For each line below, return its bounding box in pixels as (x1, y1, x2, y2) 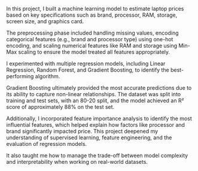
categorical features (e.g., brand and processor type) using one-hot (6, 36, 173, 42)
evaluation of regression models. (6, 141, 87, 147)
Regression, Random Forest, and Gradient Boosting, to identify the (6, 66, 169, 74)
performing (6, 73, 34, 80)
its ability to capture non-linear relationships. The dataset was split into (6, 91, 181, 97)
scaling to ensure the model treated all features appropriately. (18, 48, 170, 56)
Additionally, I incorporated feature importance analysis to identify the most (6, 115, 193, 122)
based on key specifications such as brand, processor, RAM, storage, (6, 11, 178, 19)
